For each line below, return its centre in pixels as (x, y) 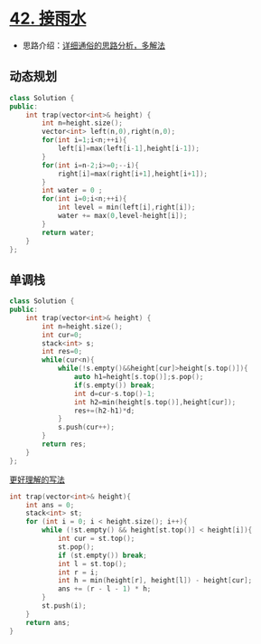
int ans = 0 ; (50, 505)
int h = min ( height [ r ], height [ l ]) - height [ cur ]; (155, 581)
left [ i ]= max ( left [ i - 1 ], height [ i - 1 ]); (129, 148)
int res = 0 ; (62, 352)
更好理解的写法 (37, 479)
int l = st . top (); (92, 563)
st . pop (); (76, 547)
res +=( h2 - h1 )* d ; (104, 411)
